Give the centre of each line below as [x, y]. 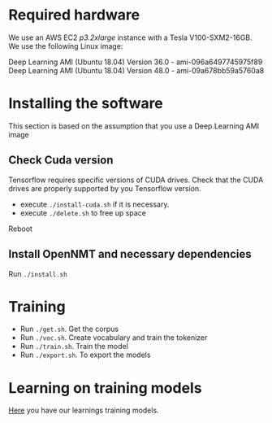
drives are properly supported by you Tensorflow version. [105, 188]
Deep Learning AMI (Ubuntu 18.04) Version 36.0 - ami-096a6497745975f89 [136, 62]
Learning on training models [105, 388]
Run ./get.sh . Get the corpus [69, 329]
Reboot [20, 229]
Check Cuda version [61, 160]
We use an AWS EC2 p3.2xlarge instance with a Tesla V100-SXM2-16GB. [131, 37]
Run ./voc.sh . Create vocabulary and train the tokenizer [114, 338]
